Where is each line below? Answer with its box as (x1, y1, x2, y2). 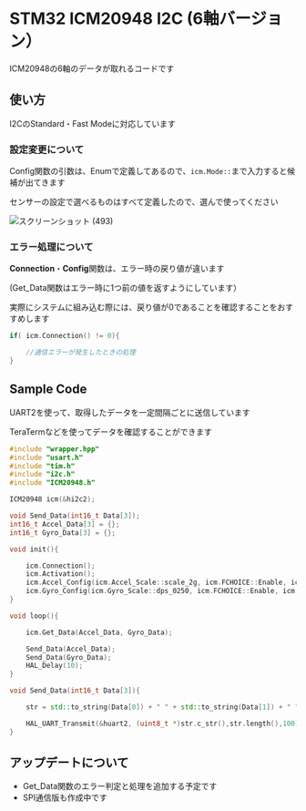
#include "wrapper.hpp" (9, 444, 100, 454)
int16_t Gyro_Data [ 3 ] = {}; (9, 528, 117, 538)
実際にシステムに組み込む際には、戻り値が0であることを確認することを (9, 302, 278, 313)
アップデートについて (9, 755, 129, 771)
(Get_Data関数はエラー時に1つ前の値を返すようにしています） (9, 282, 241, 293)
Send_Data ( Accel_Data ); (25, 644, 117, 653)
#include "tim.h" (9, 461, 76, 470)
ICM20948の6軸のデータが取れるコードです (9, 63, 175, 74)
